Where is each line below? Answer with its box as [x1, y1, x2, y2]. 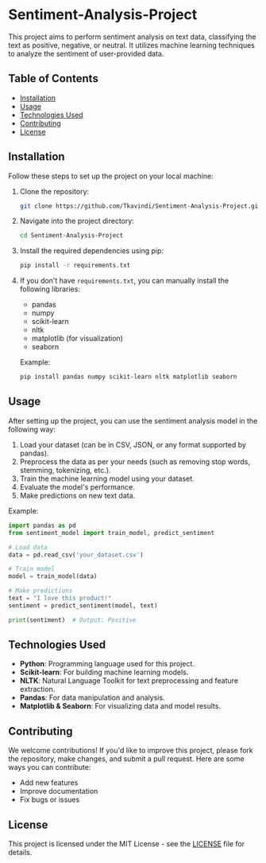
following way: [8, 424, 56, 434]
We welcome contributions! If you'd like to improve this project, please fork [8, 746, 253, 756]
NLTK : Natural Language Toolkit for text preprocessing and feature [19, 676, 239, 685]
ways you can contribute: [8, 763, 91, 772]
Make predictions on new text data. [19, 490, 136, 500]
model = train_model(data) [8, 572, 98, 580]
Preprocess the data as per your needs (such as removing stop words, [19, 456, 250, 467]
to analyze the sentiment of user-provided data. [8, 49, 164, 58]
